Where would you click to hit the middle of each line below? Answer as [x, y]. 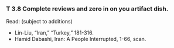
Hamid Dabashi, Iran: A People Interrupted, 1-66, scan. [80, 39]
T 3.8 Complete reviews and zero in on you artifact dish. [87, 9]
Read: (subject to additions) [40, 22]
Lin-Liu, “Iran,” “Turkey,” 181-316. [54, 33]
